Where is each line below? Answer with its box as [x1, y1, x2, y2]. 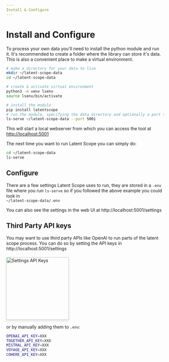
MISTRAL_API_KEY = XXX [6, 343, 49, 348]
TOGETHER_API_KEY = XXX [6, 338, 51, 343]
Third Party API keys [6, 222, 71, 230]
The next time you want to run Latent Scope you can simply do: [6, 141, 137, 147]
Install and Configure [6, 29, 95, 40]
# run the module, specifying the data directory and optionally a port [6, 112, 161, 117]
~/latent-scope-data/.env [6, 198, 60, 203]
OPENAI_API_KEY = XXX [6, 333, 47, 338]
